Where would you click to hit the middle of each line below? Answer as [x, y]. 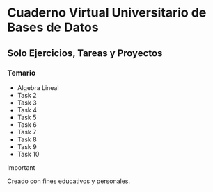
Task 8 [27, 139]
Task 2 [27, 95]
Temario [22, 73]
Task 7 [27, 132]
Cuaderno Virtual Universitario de [107, 13]
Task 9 [27, 146]
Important [21, 167]
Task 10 [28, 154]
